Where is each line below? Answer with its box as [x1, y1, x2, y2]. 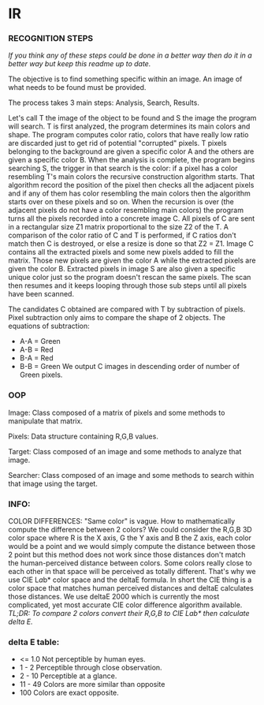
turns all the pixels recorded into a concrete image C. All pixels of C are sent [8, 214, 255, 223]
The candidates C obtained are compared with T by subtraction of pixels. [8, 304, 246, 314]
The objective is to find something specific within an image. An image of [8, 74, 243, 84]
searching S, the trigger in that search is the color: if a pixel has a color [8, 163, 238, 173]
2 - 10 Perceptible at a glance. [19, 671, 117, 681]
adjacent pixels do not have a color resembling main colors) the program [8, 206, 244, 215]
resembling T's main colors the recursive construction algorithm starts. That [8, 172, 255, 181]
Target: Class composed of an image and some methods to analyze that [8, 446, 242, 456]
